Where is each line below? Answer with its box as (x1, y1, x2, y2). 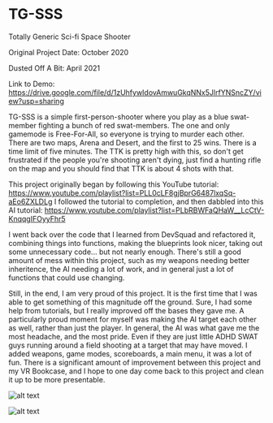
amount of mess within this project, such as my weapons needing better (8, 255, 250, 265)
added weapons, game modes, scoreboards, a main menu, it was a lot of (8, 348, 252, 358)
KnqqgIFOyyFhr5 (8, 214, 67, 223)
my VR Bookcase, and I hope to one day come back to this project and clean (8, 366, 264, 376)
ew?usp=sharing (8, 96, 65, 106)
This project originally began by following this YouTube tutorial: (8, 179, 219, 189)
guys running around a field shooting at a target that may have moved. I (8, 340, 248, 350)
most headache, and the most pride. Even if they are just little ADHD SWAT (8, 331, 258, 341)
